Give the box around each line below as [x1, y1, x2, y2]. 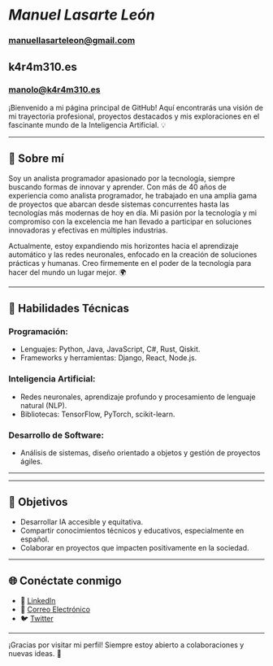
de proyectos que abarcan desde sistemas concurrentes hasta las [8, 199, 230, 209]
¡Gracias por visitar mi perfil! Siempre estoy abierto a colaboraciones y [8, 640, 245, 650]
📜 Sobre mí [8, 152, 64, 166]
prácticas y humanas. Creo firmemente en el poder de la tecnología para [8, 258, 252, 268]
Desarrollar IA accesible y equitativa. [19, 516, 144, 526]
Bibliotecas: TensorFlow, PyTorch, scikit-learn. [19, 409, 175, 419]
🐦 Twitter [19, 613, 54, 623]
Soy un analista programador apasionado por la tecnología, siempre [8, 173, 236, 183]
